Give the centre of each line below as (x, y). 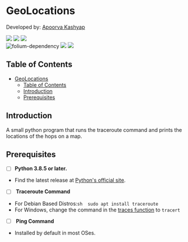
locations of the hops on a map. (44, 136)
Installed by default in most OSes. (55, 233)
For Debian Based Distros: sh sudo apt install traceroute (86, 203)
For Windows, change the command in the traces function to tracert (97, 210)
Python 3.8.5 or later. (41, 169)
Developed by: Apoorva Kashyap (46, 27)
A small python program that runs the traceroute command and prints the (94, 129)
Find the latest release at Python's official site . (70, 180)
